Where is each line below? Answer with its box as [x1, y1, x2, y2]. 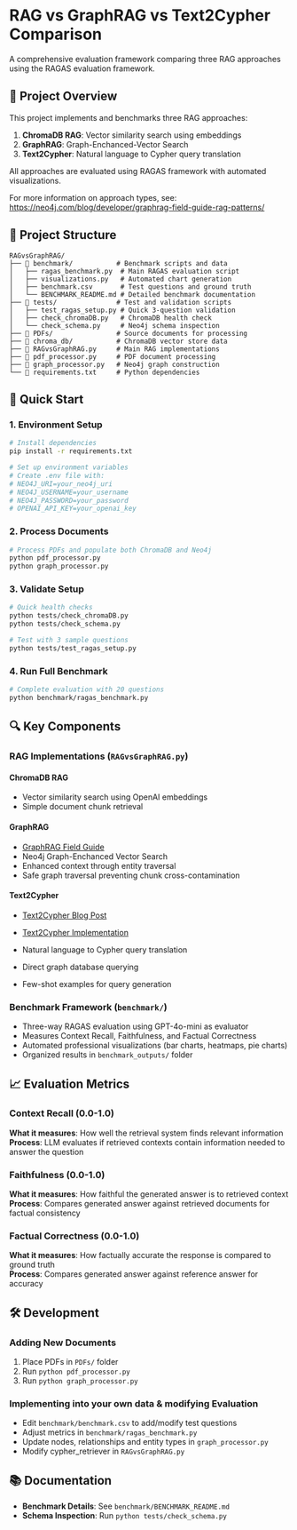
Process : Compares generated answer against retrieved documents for [9, 1199, 270, 1209]
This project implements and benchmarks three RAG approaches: [9, 112, 248, 123]
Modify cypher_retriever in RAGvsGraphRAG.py [21, 1446, 185, 1457]
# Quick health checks [9, 603, 93, 612]
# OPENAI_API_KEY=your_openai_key [9, 504, 137, 514]
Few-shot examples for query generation [21, 978, 172, 989]
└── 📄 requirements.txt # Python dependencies [9, 368, 200, 377]
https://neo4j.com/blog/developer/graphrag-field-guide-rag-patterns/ [9, 202, 265, 212]
